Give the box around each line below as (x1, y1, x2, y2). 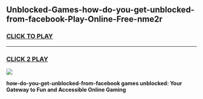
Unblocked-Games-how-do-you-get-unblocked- (6, 5, 195, 15)
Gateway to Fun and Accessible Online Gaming (6, 86, 126, 93)
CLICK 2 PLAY (6, 55, 48, 63)
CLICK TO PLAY (6, 32, 53, 41)
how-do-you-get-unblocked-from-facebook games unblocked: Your (6, 79, 182, 86)
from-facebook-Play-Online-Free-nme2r (6, 14, 163, 25)
